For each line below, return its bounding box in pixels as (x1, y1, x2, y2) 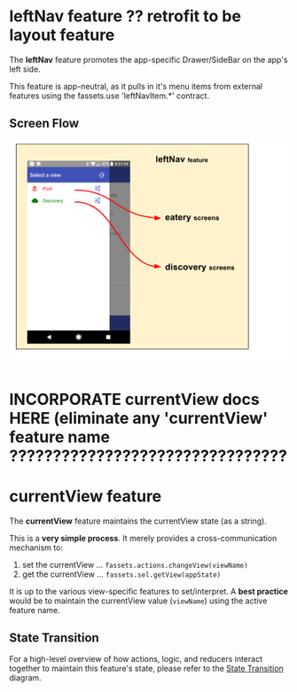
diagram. (9, 673, 42, 683)
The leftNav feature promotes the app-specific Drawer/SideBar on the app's (9, 54, 288, 65)
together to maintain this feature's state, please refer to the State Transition (9, 663, 284, 674)
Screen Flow (9, 116, 80, 131)
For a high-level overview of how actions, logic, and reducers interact (9, 654, 263, 665)
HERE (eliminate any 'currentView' (9, 408, 269, 428)
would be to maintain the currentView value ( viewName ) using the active (9, 595, 268, 606)
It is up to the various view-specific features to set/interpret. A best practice (9, 586, 288, 596)
